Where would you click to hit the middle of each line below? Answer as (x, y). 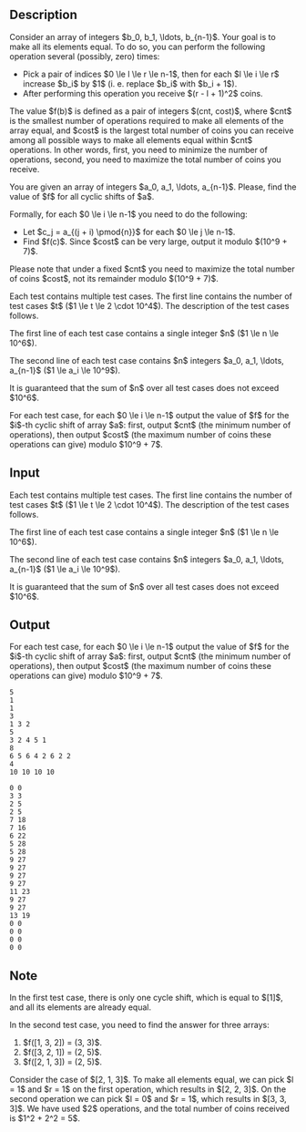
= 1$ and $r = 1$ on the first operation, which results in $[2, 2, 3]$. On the (148, 1089)
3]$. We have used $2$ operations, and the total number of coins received (149, 1109)
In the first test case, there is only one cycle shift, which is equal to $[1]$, (147, 998)
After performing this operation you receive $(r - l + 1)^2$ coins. (143, 93)
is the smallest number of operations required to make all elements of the (147, 120)
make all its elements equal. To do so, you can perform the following (138, 46)
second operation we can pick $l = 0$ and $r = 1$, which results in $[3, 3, (148, 1099)
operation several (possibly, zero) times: (85, 56)
